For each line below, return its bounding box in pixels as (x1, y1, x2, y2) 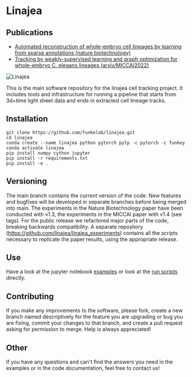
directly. (6, 274, 26, 281)
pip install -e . (6, 160, 49, 166)
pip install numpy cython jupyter (6, 150, 91, 156)
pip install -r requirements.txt (6, 155, 88, 161)
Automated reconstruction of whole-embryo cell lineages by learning (14, 43, 182, 50)
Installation (6, 114, 48, 124)
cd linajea (6, 134, 33, 140)
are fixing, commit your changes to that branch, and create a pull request (6, 319, 183, 326)
